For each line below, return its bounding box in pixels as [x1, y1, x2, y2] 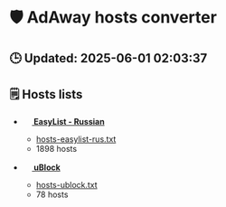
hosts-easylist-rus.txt [35, 134, 117, 145]
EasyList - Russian [33, 117, 106, 127]
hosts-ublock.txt [35, 180, 98, 191]
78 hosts [35, 189, 69, 200]
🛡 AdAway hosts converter [9, 7, 217, 28]
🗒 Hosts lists [9, 87, 83, 102]
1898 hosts [35, 144, 78, 155]
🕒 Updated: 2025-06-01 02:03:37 [9, 51, 208, 66]
